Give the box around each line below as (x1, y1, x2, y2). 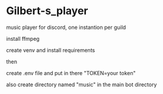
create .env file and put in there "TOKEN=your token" (6, 69, 136, 76)
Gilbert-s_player (6, 4, 88, 18)
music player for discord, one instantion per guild (6, 24, 126, 31)
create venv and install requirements (6, 46, 95, 54)
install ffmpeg (6, 35, 40, 42)
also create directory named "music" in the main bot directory (6, 81, 157, 88)
